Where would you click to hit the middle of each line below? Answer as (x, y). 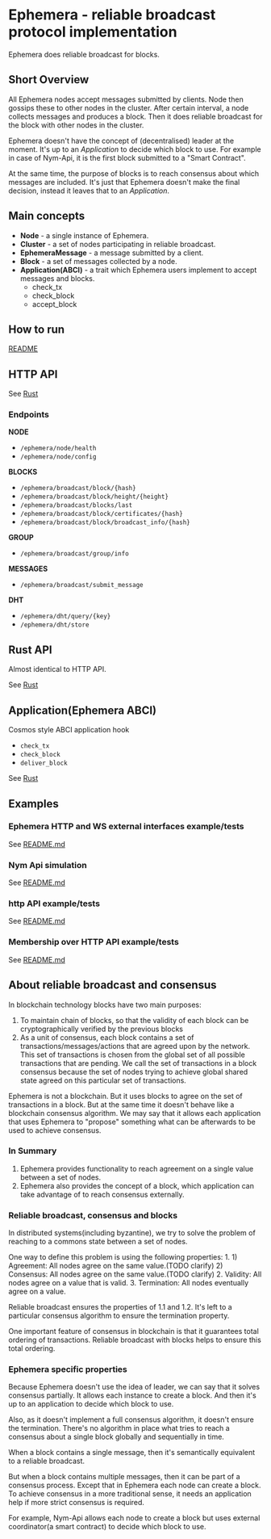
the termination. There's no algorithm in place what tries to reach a (119, 1428)
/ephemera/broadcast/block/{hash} (78, 489)
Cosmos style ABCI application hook (69, 730)
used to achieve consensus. (55, 1130)
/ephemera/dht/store (54, 625)
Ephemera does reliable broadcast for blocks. (84, 54)
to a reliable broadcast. (47, 1461)
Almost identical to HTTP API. (57, 669)
